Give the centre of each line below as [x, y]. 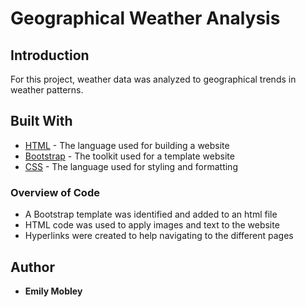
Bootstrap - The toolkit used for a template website [129, 156]
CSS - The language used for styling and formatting [131, 166]
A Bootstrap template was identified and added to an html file [151, 214]
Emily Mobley [53, 291]
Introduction [50, 55]
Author [32, 267]
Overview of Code [55, 192]
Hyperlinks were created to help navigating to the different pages [159, 236]
